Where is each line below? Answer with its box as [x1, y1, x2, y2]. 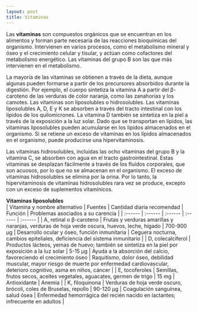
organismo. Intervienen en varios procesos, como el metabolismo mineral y [6, 43, 190, 50]
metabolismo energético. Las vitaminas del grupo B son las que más [6, 56, 173, 63]
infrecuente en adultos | [6, 297, 64, 305]
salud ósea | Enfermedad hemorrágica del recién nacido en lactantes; [6, 291, 176, 299]
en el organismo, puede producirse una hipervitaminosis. [6, 136, 145, 143]
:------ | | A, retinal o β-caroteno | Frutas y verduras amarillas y [20, 216, 174, 223]
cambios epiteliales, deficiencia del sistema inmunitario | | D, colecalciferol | [6, 235, 191, 242]
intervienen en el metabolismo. [6, 62, 82, 69]
